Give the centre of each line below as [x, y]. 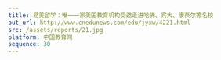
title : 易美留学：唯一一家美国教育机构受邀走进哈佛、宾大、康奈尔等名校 [111, 15]
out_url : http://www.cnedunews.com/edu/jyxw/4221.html [100, 23]
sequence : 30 [29, 44]
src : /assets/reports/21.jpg [56, 30]
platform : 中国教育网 [40, 37]
